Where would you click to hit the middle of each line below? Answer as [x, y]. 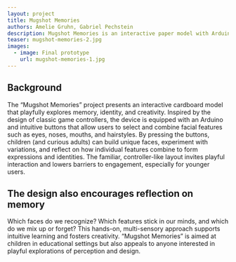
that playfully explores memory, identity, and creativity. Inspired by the [109, 112]
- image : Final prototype [52, 53]
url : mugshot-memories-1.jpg [63, 60]
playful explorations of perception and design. [74, 251]
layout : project [31, 14]
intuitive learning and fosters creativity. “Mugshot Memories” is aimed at [112, 236]
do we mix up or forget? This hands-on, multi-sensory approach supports [114, 229]
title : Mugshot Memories [44, 20]
